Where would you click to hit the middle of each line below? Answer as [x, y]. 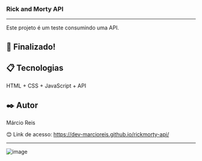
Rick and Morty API [35, 9]
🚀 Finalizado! [31, 47]
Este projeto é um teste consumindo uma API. [63, 28]
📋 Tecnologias [35, 68]
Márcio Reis [21, 123]
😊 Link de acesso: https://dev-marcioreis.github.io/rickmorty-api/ [88, 134]
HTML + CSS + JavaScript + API [46, 86]
